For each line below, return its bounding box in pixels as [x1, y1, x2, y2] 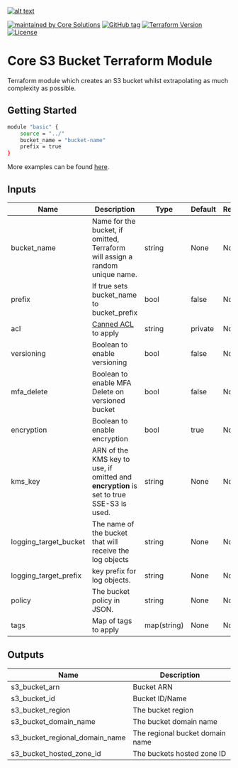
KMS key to [91, 454, 130, 464]
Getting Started [7, 104, 77, 117]
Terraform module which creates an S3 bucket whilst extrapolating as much [7, 76, 229, 85]
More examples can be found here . [7, 163, 110, 171]
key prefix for [91, 566, 137, 575]
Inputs [7, 183, 37, 195]
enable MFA [91, 377, 132, 387]
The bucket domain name [132, 716, 218, 726]
